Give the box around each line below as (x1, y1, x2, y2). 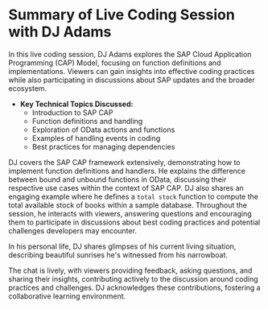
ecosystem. (8, 83, 47, 93)
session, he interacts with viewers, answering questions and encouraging (8, 208, 252, 218)
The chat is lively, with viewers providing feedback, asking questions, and (8, 266, 253, 275)
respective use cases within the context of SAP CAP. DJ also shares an (8, 183, 244, 192)
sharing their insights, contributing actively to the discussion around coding (8, 274, 259, 283)
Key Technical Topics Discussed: (19, 99, 134, 109)
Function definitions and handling (31, 116, 143, 126)
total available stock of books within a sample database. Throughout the (8, 200, 248, 210)
